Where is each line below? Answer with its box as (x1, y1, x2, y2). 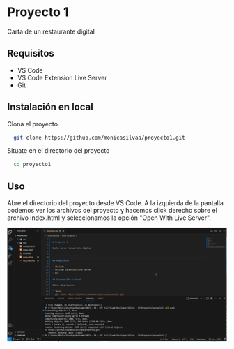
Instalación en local (7, 101, 94, 113)
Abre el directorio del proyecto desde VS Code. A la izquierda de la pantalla (7, 199, 224, 207)
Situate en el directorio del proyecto (7, 147, 110, 155)
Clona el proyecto (7, 119, 58, 128)
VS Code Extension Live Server (17, 73, 107, 82)
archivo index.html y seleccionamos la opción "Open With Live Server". (7, 214, 211, 222)
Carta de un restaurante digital (7, 27, 95, 36)
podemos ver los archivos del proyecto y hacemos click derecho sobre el (7, 207, 218, 215)
